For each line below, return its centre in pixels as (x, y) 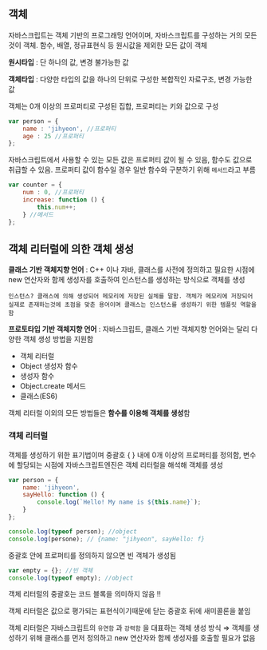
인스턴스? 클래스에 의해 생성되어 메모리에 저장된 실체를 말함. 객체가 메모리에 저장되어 (131, 297)
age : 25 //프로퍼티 (53, 136)
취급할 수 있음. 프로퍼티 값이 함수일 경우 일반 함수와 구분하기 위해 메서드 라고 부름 (132, 169)
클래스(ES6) (39, 396)
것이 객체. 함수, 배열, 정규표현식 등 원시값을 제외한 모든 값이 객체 (108, 45)
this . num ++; (57, 207)
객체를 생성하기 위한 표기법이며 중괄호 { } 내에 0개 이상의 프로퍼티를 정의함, (125, 455)
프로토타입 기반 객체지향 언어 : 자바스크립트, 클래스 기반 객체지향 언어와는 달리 (129, 329)
